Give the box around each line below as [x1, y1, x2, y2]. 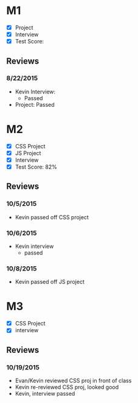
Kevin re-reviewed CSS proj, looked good [15, 383, 119, 391]
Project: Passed [15, 101, 55, 108]
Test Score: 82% [15, 163, 58, 170]
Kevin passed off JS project [15, 278, 85, 286]
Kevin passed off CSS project [15, 213, 89, 220]
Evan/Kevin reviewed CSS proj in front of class [15, 377, 132, 385]
